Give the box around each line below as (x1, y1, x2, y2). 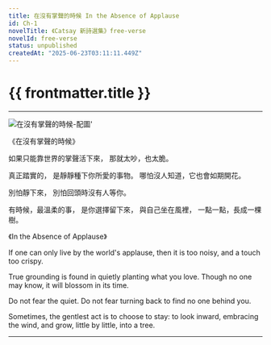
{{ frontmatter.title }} (8, 84, 152, 102)
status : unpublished (8, 42, 78, 50)
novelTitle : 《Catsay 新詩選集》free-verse (8, 27, 147, 35)
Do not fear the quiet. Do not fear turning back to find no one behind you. (8, 296, 252, 306)
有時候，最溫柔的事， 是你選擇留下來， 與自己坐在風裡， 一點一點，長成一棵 (8, 205, 262, 214)
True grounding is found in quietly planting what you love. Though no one (8, 272, 252, 281)
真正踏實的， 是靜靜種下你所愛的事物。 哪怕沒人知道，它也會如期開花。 (8, 170, 246, 180)
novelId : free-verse (8, 34, 78, 43)
